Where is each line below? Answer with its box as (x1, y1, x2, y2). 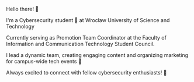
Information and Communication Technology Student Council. (6, 41, 155, 47)
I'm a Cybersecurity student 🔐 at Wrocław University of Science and (6, 17, 170, 23)
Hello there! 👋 (6, 6, 39, 12)
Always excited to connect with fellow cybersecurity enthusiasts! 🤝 (6, 69, 167, 76)
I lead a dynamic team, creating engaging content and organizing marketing (6, 52, 189, 58)
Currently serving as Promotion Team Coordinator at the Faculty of (6, 34, 167, 41)
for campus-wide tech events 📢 (6, 58, 82, 65)
